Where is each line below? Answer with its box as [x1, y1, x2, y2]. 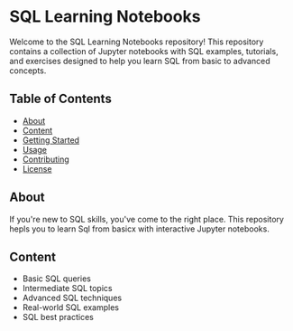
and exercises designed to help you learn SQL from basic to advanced [9, 55, 270, 66]
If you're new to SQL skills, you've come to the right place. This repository [9, 213, 284, 224]
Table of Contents [9, 91, 113, 107]
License [22, 163, 52, 174]
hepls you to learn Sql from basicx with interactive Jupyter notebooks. [9, 223, 270, 234]
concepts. [9, 65, 47, 76]
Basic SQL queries [22, 273, 92, 284]
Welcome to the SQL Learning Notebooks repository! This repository [9, 36, 264, 47]
